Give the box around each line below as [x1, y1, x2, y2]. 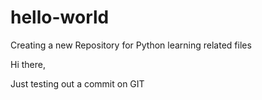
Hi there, [10, 58, 46, 70]
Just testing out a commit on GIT [10, 77, 145, 90]
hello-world [10, 6, 110, 29]
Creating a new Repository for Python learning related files [10, 39, 252, 51]
